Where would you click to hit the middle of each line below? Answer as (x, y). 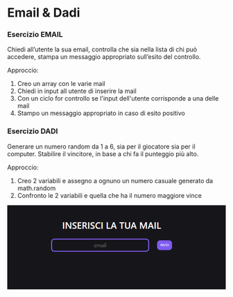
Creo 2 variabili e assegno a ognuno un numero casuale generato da (115, 180)
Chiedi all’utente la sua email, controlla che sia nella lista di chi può (102, 49)
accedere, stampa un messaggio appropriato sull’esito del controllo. (104, 57)
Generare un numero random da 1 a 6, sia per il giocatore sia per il (101, 146)
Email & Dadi (44, 13)
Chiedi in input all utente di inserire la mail (77, 91)
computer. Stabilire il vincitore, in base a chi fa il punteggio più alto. (103, 153)
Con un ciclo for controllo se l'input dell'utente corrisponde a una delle (118, 99)
